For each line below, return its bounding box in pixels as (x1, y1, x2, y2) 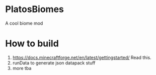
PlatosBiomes (5, 4, 64, 15)
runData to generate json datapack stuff (12, 59, 96, 66)
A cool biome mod (5, 20, 43, 26)
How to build (5, 38, 59, 49)
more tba (12, 65, 32, 71)
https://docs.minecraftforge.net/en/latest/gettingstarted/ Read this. (12, 54, 152, 60)
